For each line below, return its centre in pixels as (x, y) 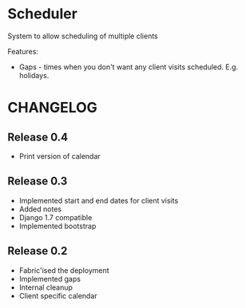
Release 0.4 (38, 137)
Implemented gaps (50, 278)
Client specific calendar (58, 295)
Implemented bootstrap (58, 226)
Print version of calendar (60, 156)
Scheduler (42, 14)
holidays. (34, 75)
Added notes (40, 209)
